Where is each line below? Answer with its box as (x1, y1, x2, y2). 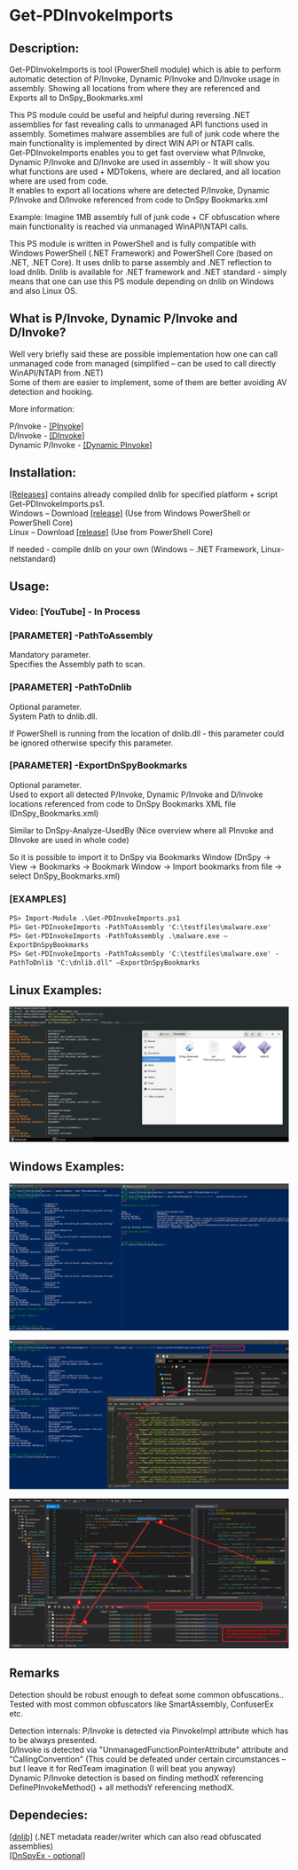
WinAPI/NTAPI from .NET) (9, 367, 104, 378)
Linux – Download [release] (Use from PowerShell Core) (9, 526, 214, 537)
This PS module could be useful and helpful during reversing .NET (9, 110, 251, 120)
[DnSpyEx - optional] (9, 1850, 86, 1860)
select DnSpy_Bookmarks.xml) (9, 871, 121, 881)
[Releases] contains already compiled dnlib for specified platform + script (9, 489, 278, 500)
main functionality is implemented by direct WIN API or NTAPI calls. (9, 138, 255, 148)
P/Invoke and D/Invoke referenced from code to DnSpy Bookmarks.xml (9, 194, 268, 205)
